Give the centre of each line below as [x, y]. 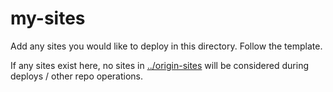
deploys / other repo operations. [77, 76]
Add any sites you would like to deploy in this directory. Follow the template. [166, 46]
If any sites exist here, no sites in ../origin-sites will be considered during [159, 65]
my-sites [48, 18]
